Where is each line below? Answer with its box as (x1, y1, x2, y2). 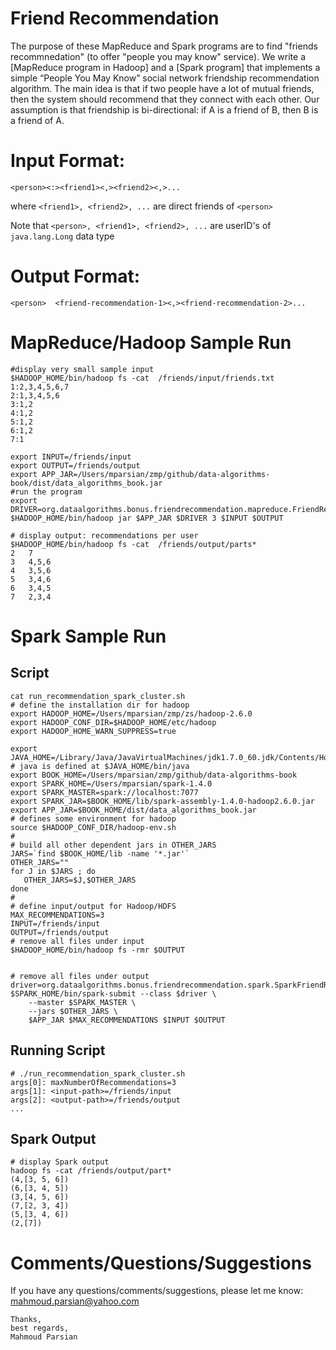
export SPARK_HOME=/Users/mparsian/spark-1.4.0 (10, 778, 213, 789)
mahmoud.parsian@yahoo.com (10, 1295, 140, 1307)
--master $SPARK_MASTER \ (28, 997, 137, 1007)
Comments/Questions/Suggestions (10, 1252, 312, 1274)
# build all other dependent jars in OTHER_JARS (10, 840, 217, 850)
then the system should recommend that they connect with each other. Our (10, 93, 320, 105)
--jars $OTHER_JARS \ (28, 1006, 118, 1016)
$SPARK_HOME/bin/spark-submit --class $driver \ (10, 988, 217, 999)
